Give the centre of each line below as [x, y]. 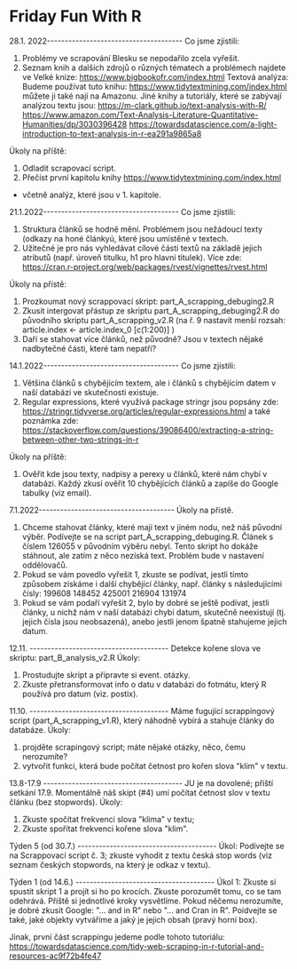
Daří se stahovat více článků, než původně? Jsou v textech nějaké [143, 338]
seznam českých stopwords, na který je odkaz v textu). [110, 864]
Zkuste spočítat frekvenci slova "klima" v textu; [108, 819]
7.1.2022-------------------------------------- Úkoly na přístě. [121, 510]
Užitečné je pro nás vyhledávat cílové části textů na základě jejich [142, 248]
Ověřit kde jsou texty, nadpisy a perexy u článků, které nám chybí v [145, 473]
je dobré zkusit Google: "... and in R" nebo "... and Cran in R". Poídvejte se [143, 910]
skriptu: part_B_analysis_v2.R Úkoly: [75, 657]
